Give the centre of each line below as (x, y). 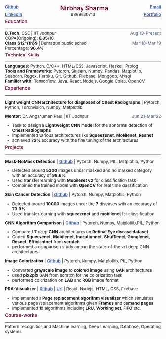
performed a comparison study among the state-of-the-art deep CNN (81, 247)
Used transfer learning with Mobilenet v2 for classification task (74, 180)
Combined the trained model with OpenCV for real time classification (80, 185)
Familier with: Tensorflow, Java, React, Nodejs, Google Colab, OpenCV (75, 81)
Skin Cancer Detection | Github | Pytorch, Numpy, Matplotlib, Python (73, 195)
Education (16, 22)
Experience (18, 88)
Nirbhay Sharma (84, 8)
